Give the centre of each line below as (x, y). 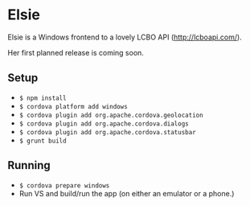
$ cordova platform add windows (73, 106)
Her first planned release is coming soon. (76, 52)
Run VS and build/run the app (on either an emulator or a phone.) (127, 193)
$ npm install (43, 98)
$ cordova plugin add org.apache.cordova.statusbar (107, 132)
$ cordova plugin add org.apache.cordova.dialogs (104, 124)
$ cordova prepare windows (64, 185)
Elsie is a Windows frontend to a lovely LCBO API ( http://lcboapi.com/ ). (125, 37)
